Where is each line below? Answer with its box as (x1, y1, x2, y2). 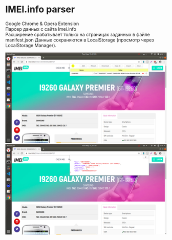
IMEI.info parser (5, 4, 75, 15)
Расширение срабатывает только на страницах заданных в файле (5, 31, 150, 37)
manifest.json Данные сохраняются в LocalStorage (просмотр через (5, 37, 155, 43)
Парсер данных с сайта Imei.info (5, 26, 77, 32)
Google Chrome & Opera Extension (5, 20, 79, 27)
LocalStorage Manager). (5, 42, 57, 48)
